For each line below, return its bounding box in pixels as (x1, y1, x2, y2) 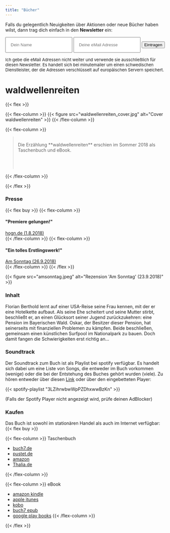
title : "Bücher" (5, 7, 40, 13)
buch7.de (12, 446, 32, 452)
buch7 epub (12, 507, 38, 514)
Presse (5, 195, 23, 202)
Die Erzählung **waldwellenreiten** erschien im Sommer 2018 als (17, 141, 156, 147)
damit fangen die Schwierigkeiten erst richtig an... (5, 336, 110, 342)
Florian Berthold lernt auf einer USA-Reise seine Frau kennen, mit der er (5, 303, 156, 309)
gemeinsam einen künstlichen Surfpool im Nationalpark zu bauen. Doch (5, 330, 156, 336)
